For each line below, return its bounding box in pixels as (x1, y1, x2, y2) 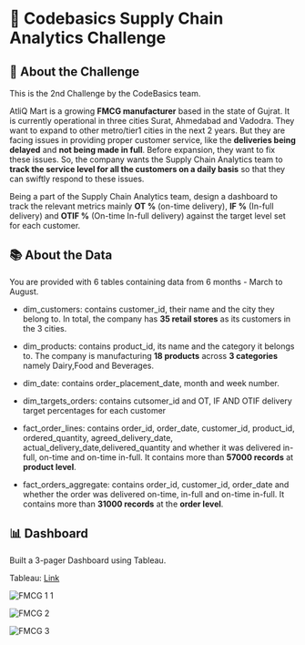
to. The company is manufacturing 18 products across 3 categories (22, 350, 278, 361)
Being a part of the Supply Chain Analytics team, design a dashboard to (9, 191, 279, 201)
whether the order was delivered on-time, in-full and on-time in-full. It (22, 488, 285, 499)
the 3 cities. (22, 322, 67, 333)
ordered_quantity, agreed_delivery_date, (22, 432, 173, 443)
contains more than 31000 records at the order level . (22, 498, 224, 509)
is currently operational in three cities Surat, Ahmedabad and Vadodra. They (9, 116, 295, 126)
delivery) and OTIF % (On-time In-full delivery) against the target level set (9, 210, 286, 221)
